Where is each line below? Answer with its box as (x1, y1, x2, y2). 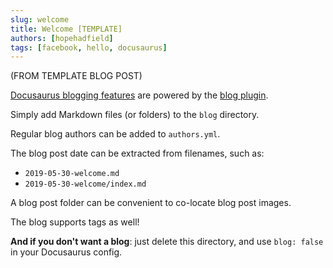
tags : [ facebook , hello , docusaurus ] (10, 42, 168, 53)
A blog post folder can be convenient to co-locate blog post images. (10, 197, 292, 209)
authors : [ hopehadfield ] (10, 33, 114, 43)
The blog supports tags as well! (10, 216, 140, 228)
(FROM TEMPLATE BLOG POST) (10, 70, 143, 82)
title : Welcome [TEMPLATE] (10, 24, 123, 34)
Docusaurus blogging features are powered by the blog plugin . (10, 89, 269, 101)
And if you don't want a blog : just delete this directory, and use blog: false (10, 236, 324, 248)
